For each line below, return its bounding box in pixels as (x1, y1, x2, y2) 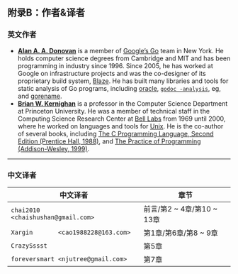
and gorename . (17, 92, 62, 100)
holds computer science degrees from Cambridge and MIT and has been (17, 54, 231, 62)
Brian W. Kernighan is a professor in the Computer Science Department (17, 99, 228, 108)
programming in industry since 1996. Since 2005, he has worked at (17, 61, 214, 70)
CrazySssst (11, 241, 47, 250)
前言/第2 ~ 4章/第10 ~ (143, 204, 218, 214)
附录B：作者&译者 (7, 6, 86, 19)
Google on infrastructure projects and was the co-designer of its (17, 69, 207, 77)
